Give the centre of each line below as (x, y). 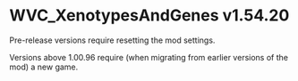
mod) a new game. (44, 67)
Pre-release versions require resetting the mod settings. (112, 40)
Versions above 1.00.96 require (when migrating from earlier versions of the (149, 57)
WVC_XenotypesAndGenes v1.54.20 (149, 16)
